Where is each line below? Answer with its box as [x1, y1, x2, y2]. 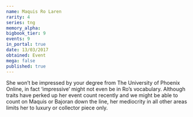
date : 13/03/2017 [6, 47, 49, 53]
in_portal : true [6, 42, 46, 48]
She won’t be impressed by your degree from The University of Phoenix [6, 79, 181, 86]
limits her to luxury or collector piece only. [6, 104, 108, 112]
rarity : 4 [6, 14, 31, 20]
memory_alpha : [6, 25, 41, 31]
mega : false [6, 58, 35, 63]
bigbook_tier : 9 [6, 31, 46, 36]
